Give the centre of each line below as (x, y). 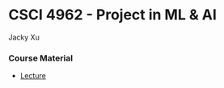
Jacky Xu (24, 37)
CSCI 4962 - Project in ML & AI (112, 15)
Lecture (33, 76)
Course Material (41, 58)
